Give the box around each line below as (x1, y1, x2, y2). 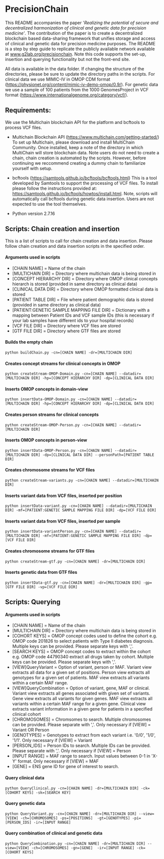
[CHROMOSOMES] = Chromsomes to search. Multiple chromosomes (12, 716, 151, 722)
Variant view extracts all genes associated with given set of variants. (12, 690, 150, 696)
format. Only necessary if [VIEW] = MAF (18, 758, 99, 764)
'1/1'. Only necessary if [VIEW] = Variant (12, 738, 93, 743)
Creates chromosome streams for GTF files (5, 548, 95, 554)
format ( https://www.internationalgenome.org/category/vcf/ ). (5, 92, 128, 98)
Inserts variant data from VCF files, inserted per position (5, 493, 122, 499)
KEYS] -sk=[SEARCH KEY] (23, 790, 71, 795)
